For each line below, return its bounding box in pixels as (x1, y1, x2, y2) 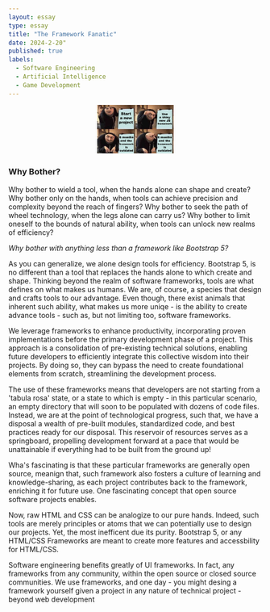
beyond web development (8, 594, 95, 604)
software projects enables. (8, 494, 97, 504)
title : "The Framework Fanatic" (8, 30, 117, 38)
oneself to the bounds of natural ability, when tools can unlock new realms (8, 219, 255, 228)
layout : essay (8, 13, 56, 21)
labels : (8, 56, 35, 64)
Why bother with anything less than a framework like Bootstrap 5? (8, 243, 229, 253)
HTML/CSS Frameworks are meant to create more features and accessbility (8, 535, 260, 545)
